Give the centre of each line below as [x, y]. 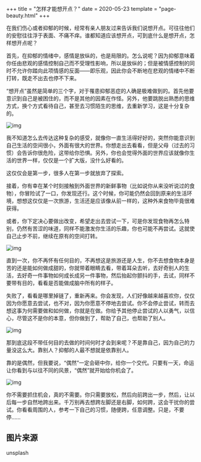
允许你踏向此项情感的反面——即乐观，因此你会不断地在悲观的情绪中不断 [106, 70]
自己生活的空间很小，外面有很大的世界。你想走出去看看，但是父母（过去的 [98, 145]
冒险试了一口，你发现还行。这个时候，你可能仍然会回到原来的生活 [106, 193]
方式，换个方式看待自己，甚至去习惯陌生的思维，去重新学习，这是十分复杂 [98, 106]
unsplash [17, 452]
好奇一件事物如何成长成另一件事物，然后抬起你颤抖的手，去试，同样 [106, 275]
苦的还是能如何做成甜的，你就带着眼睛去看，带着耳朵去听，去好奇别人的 [95, 268]
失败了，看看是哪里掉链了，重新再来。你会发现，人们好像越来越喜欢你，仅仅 [100, 295]
